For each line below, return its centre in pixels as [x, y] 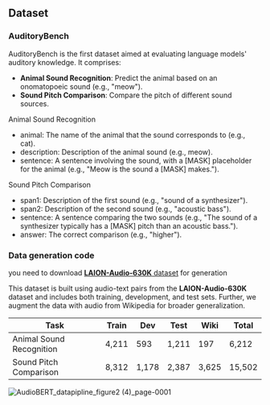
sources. [35, 103]
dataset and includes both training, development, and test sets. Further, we [133, 296]
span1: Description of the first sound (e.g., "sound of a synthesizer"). [134, 200]
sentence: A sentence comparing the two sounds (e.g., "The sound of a [139, 217]
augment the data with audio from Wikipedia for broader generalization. [127, 305]
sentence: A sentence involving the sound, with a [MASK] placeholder [136, 160]
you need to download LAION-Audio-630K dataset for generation [118, 272]
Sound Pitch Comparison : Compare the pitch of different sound [126, 95]
